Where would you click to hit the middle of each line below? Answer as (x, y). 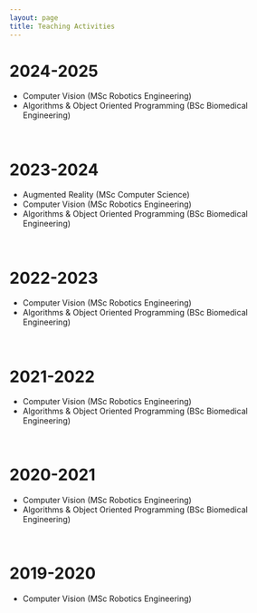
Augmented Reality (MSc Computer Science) (106, 195)
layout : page (34, 18)
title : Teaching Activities (62, 26)
